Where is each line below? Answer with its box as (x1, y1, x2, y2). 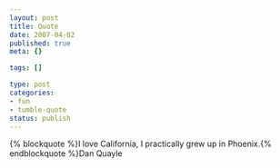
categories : (9, 88, 55, 97)
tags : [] (9, 64, 43, 73)
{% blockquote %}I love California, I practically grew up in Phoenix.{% (9, 138, 272, 150)
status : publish (9, 114, 71, 123)
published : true (9, 38, 71, 48)
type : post (9, 80, 51, 89)
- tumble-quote (9, 105, 67, 114)
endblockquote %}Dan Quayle (9, 148, 123, 159)
